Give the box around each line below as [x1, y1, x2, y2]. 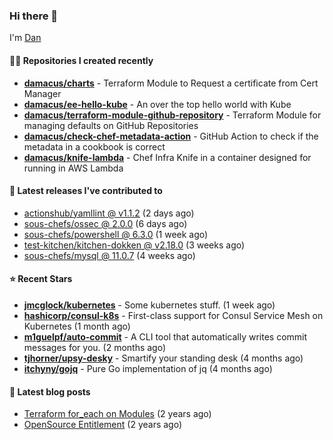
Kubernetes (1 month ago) [23, 320, 131, 332]
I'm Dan [9, 32, 42, 44]
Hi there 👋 [9, 9, 59, 23]
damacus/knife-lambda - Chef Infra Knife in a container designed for [23, 151, 312, 163]
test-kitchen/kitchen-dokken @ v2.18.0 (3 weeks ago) [23, 239, 246, 251]
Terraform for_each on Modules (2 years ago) [23, 408, 212, 420]
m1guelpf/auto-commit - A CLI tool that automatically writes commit [23, 330, 308, 343]
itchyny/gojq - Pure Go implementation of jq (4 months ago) [23, 362, 273, 374]
